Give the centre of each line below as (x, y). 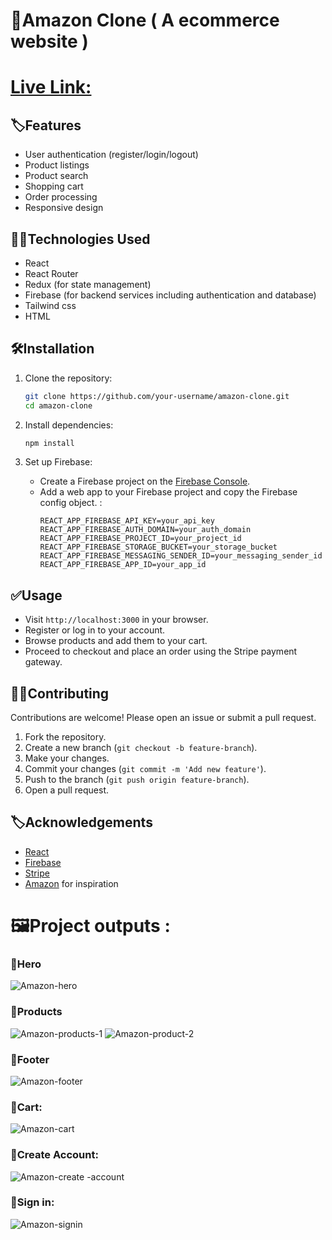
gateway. (43, 662)
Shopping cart (54, 186)
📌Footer (30, 1059)
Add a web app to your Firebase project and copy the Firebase (168, 492)
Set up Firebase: (58, 462)
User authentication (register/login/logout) (111, 155)
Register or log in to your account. (95, 630)
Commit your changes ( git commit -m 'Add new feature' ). (145, 769)
